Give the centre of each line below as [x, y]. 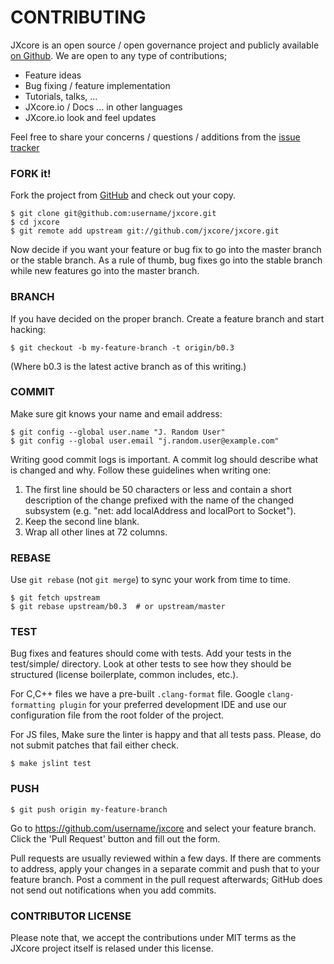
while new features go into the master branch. [105, 271]
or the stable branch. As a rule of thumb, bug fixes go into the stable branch [166, 260]
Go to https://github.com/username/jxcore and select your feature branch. [163, 828]
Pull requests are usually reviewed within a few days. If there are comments [166, 858]
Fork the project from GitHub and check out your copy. [123, 195]
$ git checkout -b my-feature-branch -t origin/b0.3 [122, 347]
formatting [33, 706]
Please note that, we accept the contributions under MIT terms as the [153, 938]
